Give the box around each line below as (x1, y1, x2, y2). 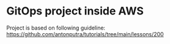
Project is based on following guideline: (6, 24, 106, 31)
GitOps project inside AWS (6, 4, 144, 18)
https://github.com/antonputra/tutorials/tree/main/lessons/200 (6, 30, 164, 37)
